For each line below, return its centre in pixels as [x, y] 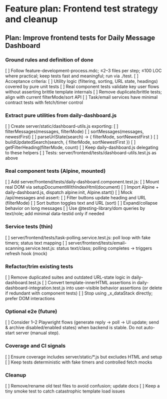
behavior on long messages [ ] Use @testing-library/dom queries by [75, 208]
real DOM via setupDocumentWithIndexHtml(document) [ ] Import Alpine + [82, 187]
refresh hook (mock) [26, 253]
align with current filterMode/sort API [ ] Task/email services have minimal [81, 97]
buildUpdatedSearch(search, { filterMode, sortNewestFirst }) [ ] [70, 142]
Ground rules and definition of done [49, 59]
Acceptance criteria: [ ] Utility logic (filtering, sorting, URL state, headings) [82, 81]
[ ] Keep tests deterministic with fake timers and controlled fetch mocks [79, 362]
